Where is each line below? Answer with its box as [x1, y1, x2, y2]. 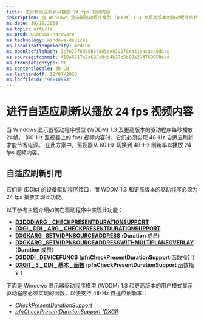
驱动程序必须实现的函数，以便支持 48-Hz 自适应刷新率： [6, 289, 148, 297]
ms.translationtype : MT [6, 60, 67, 66]
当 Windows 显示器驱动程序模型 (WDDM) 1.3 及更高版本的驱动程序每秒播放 [6, 126, 193, 134]
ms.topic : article [6, 26, 53, 32]
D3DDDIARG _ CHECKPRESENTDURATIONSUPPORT [15, 218, 149, 226]
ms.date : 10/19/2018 [6, 20, 59, 26]
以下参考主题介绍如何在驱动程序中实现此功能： [6, 206, 123, 213]
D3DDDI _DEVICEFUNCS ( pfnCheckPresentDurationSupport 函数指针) [15, 254, 195, 261]
